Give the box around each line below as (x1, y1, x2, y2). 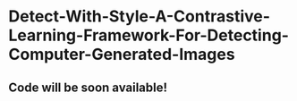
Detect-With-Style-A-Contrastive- (8, 6, 270, 27)
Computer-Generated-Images (8, 45, 235, 64)
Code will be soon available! (8, 80, 167, 95)
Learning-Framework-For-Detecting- (8, 25, 290, 46)
